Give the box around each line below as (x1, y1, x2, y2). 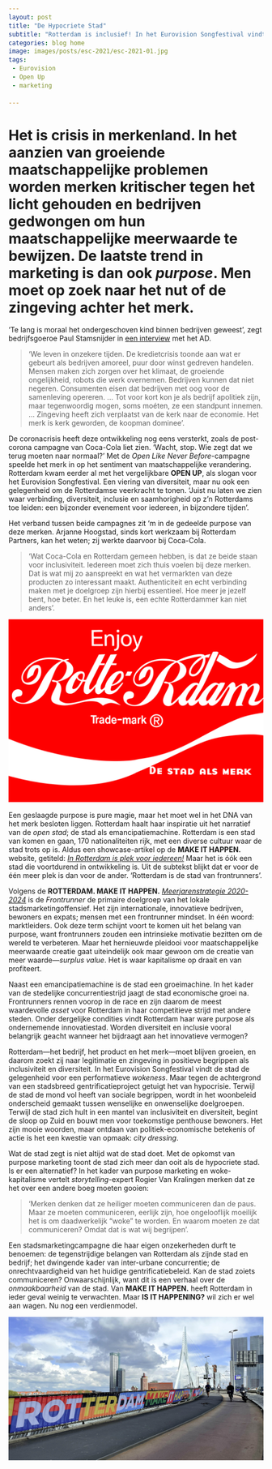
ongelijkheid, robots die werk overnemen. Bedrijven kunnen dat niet (28, 375, 254, 385)
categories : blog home (8, 39, 85, 47)
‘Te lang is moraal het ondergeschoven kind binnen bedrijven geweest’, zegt (8, 325, 262, 335)
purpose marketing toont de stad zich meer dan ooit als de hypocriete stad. (8, 1157, 261, 1167)
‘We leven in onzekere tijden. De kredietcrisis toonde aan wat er (28, 349, 241, 359)
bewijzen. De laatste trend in (8, 246, 204, 265)
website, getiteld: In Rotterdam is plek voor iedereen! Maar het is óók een (8, 853, 253, 863)
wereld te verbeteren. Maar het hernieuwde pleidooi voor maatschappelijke (8, 937, 259, 948)
